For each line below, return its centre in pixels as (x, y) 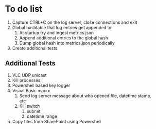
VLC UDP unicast (29, 75)
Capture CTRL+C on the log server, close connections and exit (75, 22)
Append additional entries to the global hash (64, 38)
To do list (24, 9)
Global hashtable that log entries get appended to (62, 27)
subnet (34, 111)
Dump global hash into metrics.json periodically (67, 43)
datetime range (42, 116)
